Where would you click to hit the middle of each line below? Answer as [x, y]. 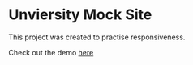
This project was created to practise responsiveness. [97, 37]
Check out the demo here [51, 52]
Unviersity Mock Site [80, 15]
